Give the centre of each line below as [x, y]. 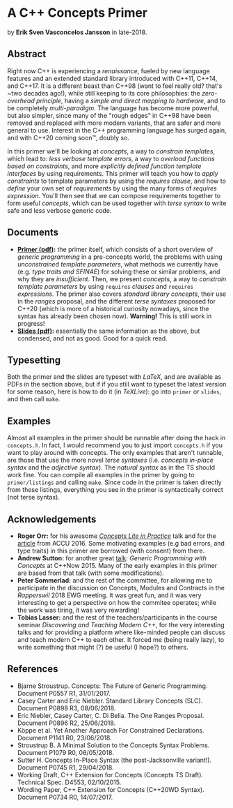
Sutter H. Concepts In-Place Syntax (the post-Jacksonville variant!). [114, 760]
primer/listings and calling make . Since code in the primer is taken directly [114, 482]
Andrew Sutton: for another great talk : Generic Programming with [112, 558]
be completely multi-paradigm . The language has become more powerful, [113, 108]
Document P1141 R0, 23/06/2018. [65, 738]
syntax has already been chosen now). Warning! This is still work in [114, 316]
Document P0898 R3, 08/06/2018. [66, 708]
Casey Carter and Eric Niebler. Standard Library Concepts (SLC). [110, 701]
